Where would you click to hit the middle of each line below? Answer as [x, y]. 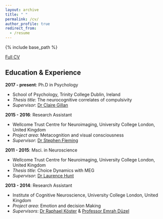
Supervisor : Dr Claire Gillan [40, 105]
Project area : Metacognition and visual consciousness [68, 135]
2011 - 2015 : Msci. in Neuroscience [41, 150]
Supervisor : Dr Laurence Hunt [43, 175]
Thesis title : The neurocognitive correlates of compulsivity [72, 99]
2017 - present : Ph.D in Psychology [42, 84]
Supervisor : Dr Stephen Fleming [45, 140]
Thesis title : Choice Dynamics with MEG [53, 170]
